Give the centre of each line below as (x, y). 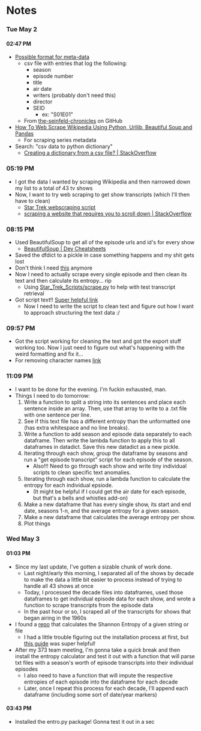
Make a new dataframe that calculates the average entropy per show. (109, 517)
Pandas (24, 134)
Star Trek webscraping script (60, 207)
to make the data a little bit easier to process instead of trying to (103, 579)
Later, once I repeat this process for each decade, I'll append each (106, 688)
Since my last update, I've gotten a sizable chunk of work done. (93, 567)
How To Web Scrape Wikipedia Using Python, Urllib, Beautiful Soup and (103, 128)
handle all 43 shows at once (59, 586)
